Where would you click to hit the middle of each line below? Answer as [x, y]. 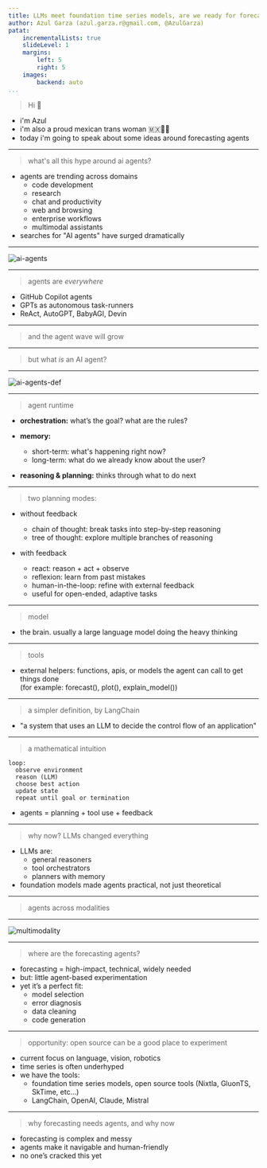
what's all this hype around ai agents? [89, 161]
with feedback [43, 553]
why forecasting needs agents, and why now [101, 1123]
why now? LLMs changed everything [88, 835]
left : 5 [49, 61]
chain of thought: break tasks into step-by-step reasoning [126, 529]
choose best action [48, 784]
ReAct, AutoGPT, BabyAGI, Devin [73, 313]
